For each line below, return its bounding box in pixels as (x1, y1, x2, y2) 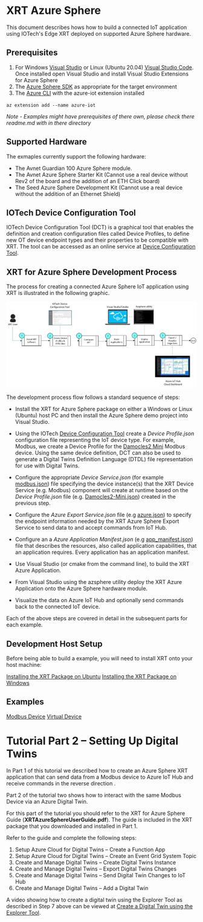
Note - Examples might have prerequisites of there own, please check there (6, 112, 195, 120)
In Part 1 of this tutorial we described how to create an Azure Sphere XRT (6, 767, 188, 774)
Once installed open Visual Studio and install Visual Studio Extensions (14, 70, 189, 77)
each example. (6, 621, 43, 629)
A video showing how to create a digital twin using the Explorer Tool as (6, 896, 183, 903)
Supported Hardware (6, 137, 88, 147)
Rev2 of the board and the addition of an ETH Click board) (14, 177, 160, 184)
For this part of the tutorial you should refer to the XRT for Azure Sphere (6, 810, 185, 817)
